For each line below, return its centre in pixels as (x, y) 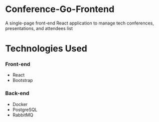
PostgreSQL (25, 109)
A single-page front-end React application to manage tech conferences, (80, 23)
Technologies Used (46, 49)
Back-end (17, 93)
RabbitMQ (23, 115)
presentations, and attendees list (39, 28)
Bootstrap (23, 80)
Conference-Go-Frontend (60, 9)
